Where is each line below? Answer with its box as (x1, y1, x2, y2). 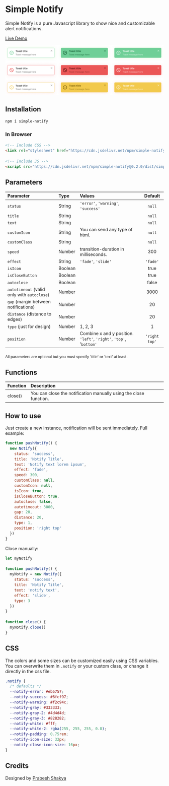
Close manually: (5, 545, 39, 551)
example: (5, 430, 24, 436)
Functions (5, 368, 38, 376)
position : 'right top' (14, 526, 62, 531)
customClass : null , (14, 478, 55, 483)
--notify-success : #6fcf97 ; (10, 694, 69, 700)
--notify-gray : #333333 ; (10, 705, 62, 710)
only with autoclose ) (7, 291, 50, 298)
